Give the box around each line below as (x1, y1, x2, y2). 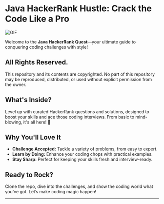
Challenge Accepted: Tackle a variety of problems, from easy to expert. (12, 146, 158, 152)
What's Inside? (5, 96, 52, 104)
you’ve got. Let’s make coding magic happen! (5, 189, 97, 195)
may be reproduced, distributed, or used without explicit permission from (5, 76, 152, 82)
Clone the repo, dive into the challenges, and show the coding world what (5, 184, 154, 189)
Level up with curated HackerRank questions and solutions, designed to (5, 108, 150, 115)
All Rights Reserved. (5, 58, 68, 66)
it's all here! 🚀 (23, 119, 51, 125)
